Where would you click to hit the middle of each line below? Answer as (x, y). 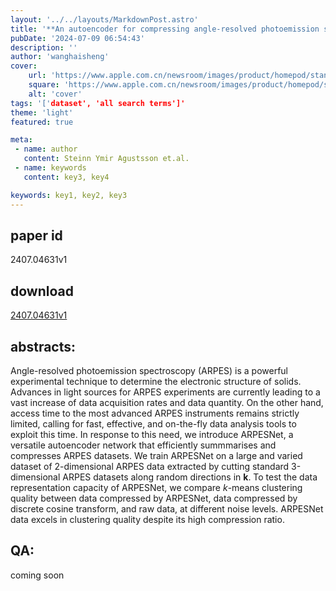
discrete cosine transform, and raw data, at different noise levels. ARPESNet (167, 508)
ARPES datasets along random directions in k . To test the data (190, 477)
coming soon (37, 575)
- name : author (46, 149)
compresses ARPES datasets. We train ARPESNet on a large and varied (156, 455)
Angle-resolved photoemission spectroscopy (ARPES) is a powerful (149, 370)
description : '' (44, 47)
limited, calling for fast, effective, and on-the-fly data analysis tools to (153, 423)
